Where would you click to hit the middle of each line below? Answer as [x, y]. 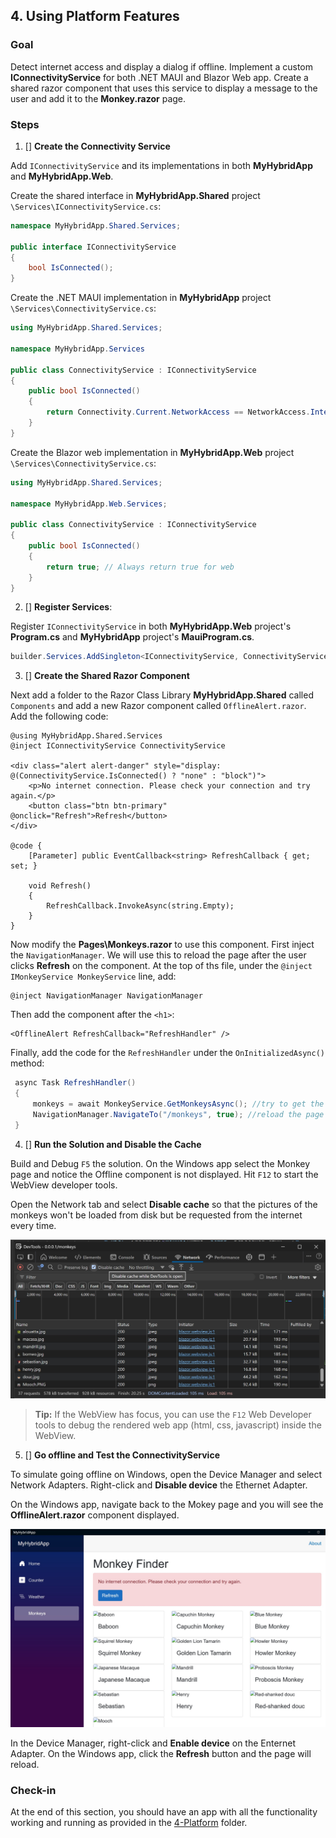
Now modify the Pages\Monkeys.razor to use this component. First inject [162, 945]
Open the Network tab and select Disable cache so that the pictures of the [164, 1204]
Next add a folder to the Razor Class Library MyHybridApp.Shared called [162, 695]
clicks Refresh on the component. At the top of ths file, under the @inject [161, 966]
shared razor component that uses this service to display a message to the [164, 88]
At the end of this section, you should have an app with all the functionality [164, 1812]
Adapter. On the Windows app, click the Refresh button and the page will [161, 1754]
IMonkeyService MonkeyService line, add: [93, 976]
